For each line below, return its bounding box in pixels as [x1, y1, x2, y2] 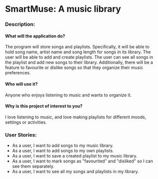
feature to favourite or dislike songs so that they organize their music [5, 65, 143, 70]
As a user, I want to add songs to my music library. [12, 143, 114, 149]
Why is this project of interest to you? [5, 103, 83, 109]
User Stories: [5, 131, 37, 138]
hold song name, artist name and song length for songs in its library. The [5, 49, 151, 55]
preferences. [5, 70, 31, 76]
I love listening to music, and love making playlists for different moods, [5, 114, 146, 120]
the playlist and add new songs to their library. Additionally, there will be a [5, 60, 153, 66]
